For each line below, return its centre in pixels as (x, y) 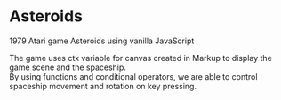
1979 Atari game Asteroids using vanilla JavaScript (102, 41)
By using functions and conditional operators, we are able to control (133, 76)
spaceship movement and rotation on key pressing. (103, 86)
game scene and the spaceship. (68, 67)
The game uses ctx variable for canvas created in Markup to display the (141, 58)
